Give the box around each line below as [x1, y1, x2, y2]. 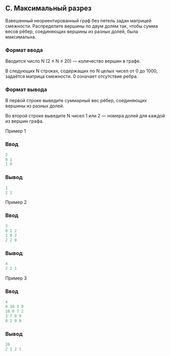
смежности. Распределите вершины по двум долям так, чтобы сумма [5, 23, 158, 29]
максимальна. [5, 34, 37, 40]
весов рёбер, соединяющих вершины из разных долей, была [5, 28, 139, 35]
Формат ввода [5, 46, 43, 53]
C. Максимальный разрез [5, 4, 92, 13]
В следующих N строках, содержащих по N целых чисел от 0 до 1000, [5, 68, 158, 74]
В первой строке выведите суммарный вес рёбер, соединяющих [5, 98, 147, 104]
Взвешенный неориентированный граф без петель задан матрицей [5, 17, 152, 23]
